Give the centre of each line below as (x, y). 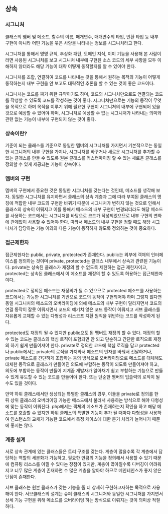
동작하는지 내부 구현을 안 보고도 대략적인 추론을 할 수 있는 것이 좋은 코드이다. (80, 83)
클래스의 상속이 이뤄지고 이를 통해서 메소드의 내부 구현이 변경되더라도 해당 (77, 209)
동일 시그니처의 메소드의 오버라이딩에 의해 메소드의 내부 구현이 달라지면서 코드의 (83, 303)
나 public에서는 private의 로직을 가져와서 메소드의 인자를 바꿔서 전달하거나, (79, 351)
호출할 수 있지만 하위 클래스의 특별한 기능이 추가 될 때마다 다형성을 (83, 413)
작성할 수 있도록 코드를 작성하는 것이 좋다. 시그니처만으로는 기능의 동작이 (81, 100)
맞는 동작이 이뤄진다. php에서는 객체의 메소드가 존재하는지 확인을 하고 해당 (83, 406)
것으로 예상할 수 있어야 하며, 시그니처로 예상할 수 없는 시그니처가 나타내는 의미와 (83, 113)
